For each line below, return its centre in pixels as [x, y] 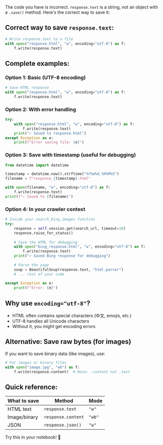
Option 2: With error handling [41, 109]
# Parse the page [32, 265]
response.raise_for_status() [44, 233]
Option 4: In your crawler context [45, 209]
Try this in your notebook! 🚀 [33, 437]
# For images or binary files [36, 362]
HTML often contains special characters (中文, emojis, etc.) [72, 315]
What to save [23, 401]
